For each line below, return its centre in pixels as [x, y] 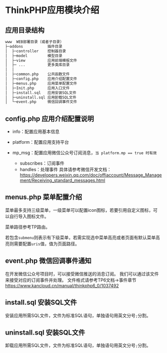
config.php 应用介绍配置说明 [50, 119]
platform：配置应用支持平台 [41, 142]
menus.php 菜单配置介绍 [44, 197]
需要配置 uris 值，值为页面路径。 [46, 244]
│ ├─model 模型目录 [34, 56]
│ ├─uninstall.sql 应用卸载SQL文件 [41, 97]
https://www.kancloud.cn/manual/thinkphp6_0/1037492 [62, 285]
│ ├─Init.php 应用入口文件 [38, 88]
